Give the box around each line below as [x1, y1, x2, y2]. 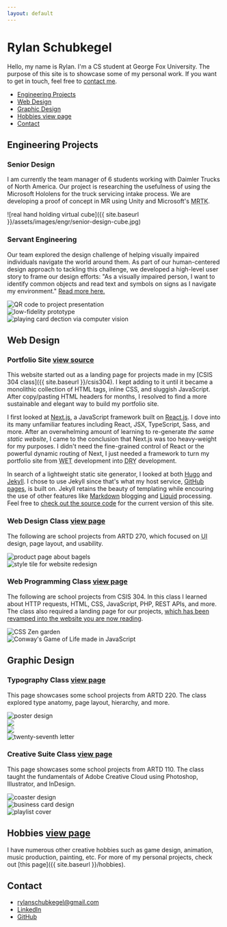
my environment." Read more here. [7, 287, 105, 295]
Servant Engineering [7, 234, 77, 244]
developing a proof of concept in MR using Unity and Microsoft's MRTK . [7, 197, 211, 206]
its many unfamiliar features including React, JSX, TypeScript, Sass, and [7, 420, 211, 429]
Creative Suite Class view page [7, 749, 113, 759]
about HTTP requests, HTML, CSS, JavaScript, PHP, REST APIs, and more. [7, 599, 217, 607]
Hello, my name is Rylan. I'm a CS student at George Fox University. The [7, 62, 211, 71]
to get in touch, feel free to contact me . [7, 77, 118, 85]
